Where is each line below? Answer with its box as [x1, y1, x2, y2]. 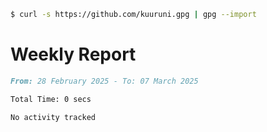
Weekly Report [10, 43, 137, 66]
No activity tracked [10, 112, 97, 122]
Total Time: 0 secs [10, 94, 92, 104]
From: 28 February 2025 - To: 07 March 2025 [10, 76, 199, 86]
